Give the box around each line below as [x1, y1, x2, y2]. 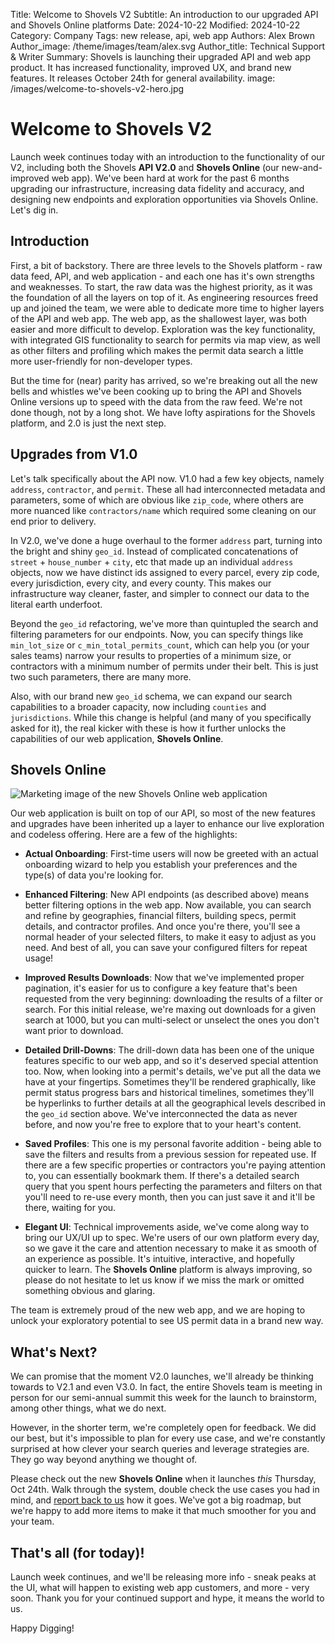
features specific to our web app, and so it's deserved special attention [24, 1055, 319, 1067]
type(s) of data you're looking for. [24, 869, 164, 881]
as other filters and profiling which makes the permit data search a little [10, 344, 304, 356]
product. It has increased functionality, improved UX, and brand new [10, 62, 292, 73]
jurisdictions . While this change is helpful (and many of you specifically [10, 711, 312, 723]
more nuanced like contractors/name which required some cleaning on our [10, 504, 317, 516]
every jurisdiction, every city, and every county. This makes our [10, 577, 272, 589]
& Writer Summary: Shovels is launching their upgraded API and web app [10, 51, 311, 63]
